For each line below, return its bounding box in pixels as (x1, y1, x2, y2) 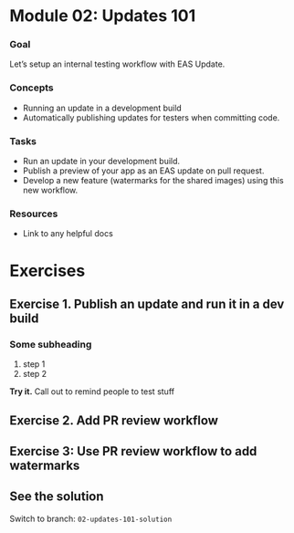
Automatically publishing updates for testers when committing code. (22, 111, 280, 123)
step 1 (22, 359, 46, 370)
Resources (9, 207, 58, 220)
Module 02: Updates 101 (9, 5, 196, 26)
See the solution (9, 489, 104, 505)
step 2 (22, 369, 47, 380)
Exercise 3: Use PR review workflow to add (9, 444, 257, 459)
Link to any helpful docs (22, 228, 114, 239)
